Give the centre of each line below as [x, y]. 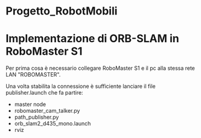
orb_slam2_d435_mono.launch [53, 124]
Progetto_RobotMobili [62, 11]
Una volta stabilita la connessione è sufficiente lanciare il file [81, 86]
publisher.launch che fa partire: [44, 93]
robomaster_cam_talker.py [47, 111]
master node [30, 104]
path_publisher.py [37, 117]
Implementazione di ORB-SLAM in [92, 39]
